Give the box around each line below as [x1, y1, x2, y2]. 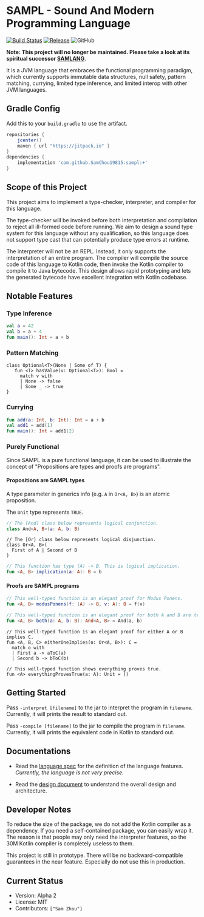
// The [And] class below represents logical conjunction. [6, 520, 159, 526]
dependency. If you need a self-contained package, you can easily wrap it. [6, 827, 193, 834]
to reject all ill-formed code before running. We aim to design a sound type [6, 223, 193, 230]
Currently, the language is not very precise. [15, 769, 124, 776]
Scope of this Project [6, 182, 87, 193]
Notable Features [6, 291, 73, 301]
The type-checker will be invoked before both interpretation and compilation [6, 216, 197, 223]
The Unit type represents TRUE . [6, 508, 84, 516]
